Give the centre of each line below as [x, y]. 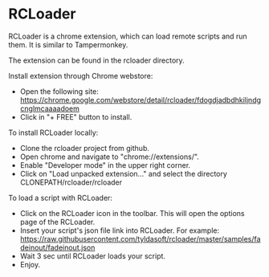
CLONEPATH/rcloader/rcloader [71, 182]
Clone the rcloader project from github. [85, 148]
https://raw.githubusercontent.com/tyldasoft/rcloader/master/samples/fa [140, 238]
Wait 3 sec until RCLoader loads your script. [93, 256]
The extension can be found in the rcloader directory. [96, 60]
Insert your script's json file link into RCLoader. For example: [120, 230]
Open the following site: [59, 91]
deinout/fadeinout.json [57, 247]
